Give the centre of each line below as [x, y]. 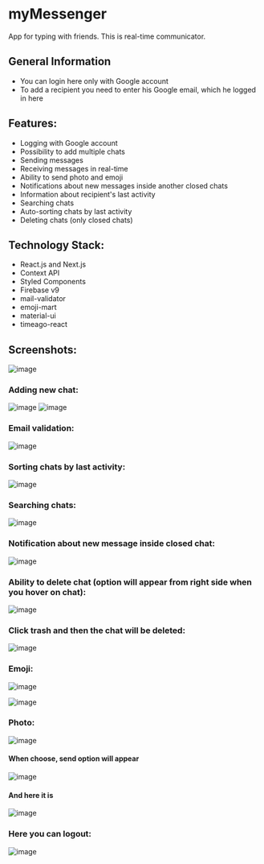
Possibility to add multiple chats [73, 151]
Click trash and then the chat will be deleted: [97, 630]
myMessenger [58, 14]
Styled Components [53, 282]
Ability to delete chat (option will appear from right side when [130, 582]
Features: [33, 124]
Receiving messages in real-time [74, 168]
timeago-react [44, 325]
